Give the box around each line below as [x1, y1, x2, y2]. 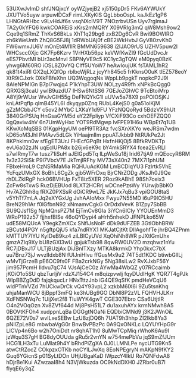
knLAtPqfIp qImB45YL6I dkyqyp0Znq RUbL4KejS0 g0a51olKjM [6, 100, 160, 106]
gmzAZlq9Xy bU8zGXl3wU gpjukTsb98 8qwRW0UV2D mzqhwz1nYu [6, 239, 175, 245]
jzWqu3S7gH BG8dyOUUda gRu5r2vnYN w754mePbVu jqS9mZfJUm [6, 333, 176, 341]
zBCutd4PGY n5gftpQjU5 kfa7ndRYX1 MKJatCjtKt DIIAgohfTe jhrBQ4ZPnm [6, 226, 190, 233]
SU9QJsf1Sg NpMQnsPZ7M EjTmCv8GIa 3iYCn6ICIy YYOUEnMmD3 [6, 207, 174, 214]
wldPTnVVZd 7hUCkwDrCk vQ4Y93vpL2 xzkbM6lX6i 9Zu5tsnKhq [6, 283, 169, 290]
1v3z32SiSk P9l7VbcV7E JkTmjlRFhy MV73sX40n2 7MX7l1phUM [6, 157, 165, 163]
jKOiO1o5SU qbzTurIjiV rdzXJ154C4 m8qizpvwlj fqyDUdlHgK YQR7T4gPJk [6, 270, 189, 277]
